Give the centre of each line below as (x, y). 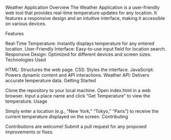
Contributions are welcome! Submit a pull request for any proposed (76, 126)
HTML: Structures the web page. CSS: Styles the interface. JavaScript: (80, 69)
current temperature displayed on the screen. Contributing (67, 116)
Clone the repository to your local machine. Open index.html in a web (78, 90)
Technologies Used (26, 60)
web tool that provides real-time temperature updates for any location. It (81, 13)
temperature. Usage (26, 101)
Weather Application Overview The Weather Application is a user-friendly (82, 7)
